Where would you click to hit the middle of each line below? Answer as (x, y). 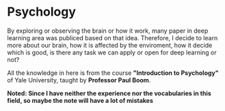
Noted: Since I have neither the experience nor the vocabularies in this (109, 93)
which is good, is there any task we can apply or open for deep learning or (112, 52)
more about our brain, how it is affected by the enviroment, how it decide (110, 45)
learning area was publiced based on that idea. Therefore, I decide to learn (112, 37)
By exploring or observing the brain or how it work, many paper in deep (108, 31)
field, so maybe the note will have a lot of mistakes (80, 100)
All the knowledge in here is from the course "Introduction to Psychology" (113, 73)
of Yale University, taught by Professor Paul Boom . (79, 80)
